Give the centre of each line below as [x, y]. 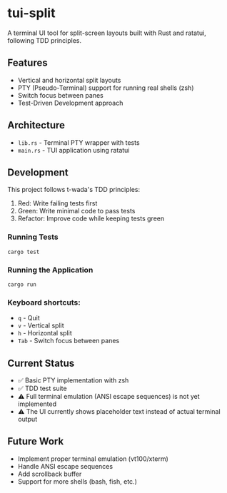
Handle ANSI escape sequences [65, 466]
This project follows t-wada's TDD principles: [74, 190]
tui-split [31, 13]
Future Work [36, 441]
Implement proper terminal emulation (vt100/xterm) [93, 459]
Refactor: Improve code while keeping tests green [91, 218]
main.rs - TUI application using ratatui [74, 150]
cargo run [22, 284]
